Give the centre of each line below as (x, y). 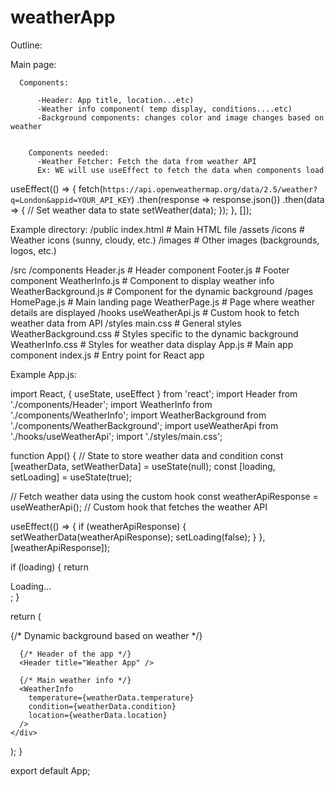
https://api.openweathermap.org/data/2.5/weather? (210, 189)
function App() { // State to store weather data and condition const (147, 455)
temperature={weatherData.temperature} (111, 697)
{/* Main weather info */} (75, 680)
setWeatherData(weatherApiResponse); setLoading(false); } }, (138, 537)
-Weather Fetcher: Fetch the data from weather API (146, 161)
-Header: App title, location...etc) (115, 100)
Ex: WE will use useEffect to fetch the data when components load (180, 170)
